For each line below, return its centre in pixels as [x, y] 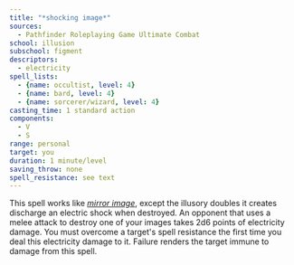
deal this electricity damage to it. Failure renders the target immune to [139, 241]
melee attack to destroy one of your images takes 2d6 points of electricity [147, 222]
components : [32, 118]
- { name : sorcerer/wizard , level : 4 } [89, 102]
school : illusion [42, 43]
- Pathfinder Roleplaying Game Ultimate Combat [109, 34]
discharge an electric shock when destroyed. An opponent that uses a [140, 213]
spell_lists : [34, 77]
